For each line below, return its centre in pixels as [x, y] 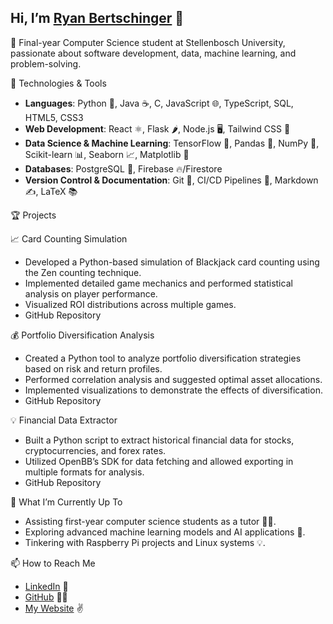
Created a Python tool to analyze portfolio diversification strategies [163, 358]
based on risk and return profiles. [93, 368]
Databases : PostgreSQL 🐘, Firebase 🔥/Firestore [123, 168]
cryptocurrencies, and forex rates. [95, 450]
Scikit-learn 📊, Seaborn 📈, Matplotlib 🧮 [107, 154]
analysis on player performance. [91, 293]
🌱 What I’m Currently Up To [66, 502]
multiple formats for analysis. [84, 472]
